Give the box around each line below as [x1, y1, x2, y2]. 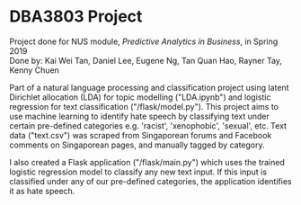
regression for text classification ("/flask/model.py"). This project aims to [9, 101, 279, 111]
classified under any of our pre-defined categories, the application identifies [9, 175, 292, 186]
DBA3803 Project [9, 6, 143, 27]
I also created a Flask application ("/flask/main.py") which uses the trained [9, 156, 286, 167]
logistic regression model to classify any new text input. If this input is [9, 166, 268, 177]
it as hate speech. [9, 185, 75, 196]
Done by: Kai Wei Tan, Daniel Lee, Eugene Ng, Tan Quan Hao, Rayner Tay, [9, 55, 283, 66]
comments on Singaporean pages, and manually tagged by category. [9, 139, 265, 150]
